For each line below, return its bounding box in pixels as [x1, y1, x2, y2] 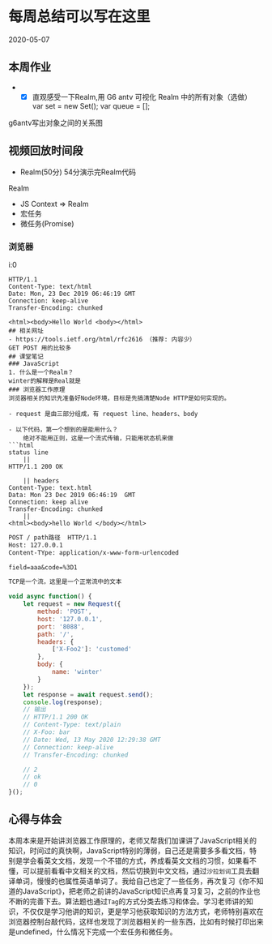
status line [8, 448, 49, 457]
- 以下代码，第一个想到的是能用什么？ [8, 425, 119, 434]
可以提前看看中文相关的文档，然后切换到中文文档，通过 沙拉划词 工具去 [22, 865, 253, 876]
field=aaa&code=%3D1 [8, 563, 79, 572]
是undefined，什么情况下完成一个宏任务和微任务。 [8, 926, 177, 937]
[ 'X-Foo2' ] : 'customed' [51, 646, 132, 654]
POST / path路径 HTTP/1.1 [8, 533, 97, 542]
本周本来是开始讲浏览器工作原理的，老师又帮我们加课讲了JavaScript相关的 [8, 835, 257, 845]
